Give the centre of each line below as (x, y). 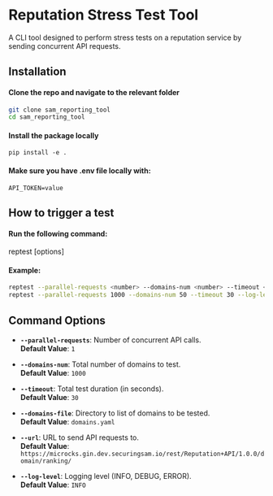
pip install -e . (38, 153)
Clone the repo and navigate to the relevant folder (94, 92)
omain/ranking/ (46, 461)
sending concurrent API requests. (65, 46)
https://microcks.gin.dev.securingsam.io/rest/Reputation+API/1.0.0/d (142, 454)
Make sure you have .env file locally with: (80, 171)
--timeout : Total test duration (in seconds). (92, 389)
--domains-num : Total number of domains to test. (100, 364)
